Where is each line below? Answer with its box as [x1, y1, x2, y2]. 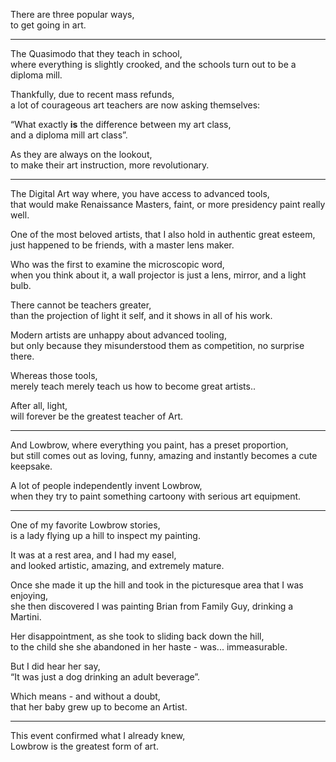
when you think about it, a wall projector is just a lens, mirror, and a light [10, 269, 307, 281]
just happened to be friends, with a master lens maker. [10, 239, 235, 251]
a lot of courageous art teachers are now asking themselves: [10, 99, 261, 111]
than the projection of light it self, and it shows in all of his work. [10, 310, 273, 321]
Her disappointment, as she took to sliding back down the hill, [10, 630, 265, 642]
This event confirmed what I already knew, [10, 730, 186, 741]
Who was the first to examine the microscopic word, [10, 259, 225, 270]
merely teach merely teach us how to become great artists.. [10, 380, 257, 392]
